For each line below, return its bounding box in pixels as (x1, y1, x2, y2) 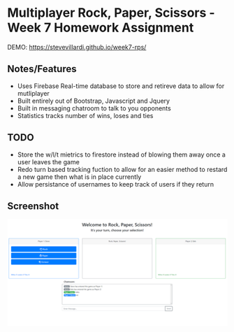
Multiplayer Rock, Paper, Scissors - (7, 5, 215, 21)
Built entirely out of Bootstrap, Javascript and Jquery (17, 96, 170, 105)
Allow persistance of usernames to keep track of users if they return (17, 180, 214, 188)
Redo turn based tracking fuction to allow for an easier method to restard (17, 165, 228, 173)
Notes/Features (7, 63, 77, 75)
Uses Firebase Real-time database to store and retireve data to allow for (17, 82, 225, 90)
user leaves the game (17, 157, 80, 166)
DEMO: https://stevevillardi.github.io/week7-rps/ (7, 43, 147, 51)
